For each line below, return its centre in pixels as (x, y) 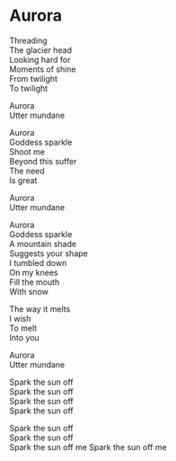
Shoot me (27, 151)
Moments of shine (43, 69)
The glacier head (41, 49)
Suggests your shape (48, 253)
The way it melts (40, 309)
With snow (29, 291)
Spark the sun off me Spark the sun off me (88, 447)
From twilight (34, 78)
